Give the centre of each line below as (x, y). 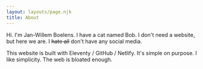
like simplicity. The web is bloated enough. (59, 59)
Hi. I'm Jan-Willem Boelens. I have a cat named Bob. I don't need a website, (101, 34)
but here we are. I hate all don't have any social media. (74, 41)
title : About (23, 18)
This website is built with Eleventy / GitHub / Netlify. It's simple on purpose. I (101, 53)
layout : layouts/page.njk (39, 12)
